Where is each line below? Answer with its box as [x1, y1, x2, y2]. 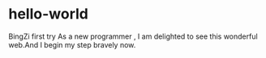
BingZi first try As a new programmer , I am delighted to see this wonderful [8, 31, 258, 41]
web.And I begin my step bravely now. [8, 39, 136, 49]
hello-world [8, 5, 89, 23]
